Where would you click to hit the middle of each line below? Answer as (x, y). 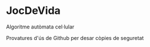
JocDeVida (33, 11)
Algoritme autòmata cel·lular (40, 27)
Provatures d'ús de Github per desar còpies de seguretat (75, 38)
